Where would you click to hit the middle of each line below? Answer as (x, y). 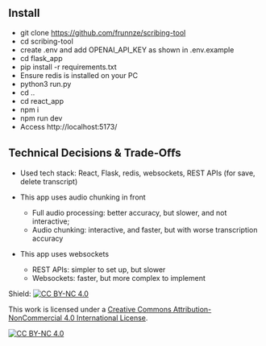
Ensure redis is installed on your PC (79, 75)
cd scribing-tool (47, 41)
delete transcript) (49, 181)
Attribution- (192, 309)
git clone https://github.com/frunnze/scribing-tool (103, 32)
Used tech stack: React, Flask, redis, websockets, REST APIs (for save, (137, 173)
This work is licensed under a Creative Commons (90, 309)
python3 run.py (46, 84)
